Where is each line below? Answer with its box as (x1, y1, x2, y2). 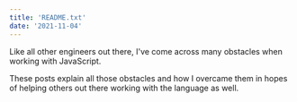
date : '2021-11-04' (9, 21, 83, 30)
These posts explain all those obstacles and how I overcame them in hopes (9, 72, 288, 83)
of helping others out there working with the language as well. (9, 82, 239, 93)
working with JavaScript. (9, 55, 102, 66)
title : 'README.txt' (9, 13, 87, 22)
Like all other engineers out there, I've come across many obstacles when (9, 46, 283, 56)
